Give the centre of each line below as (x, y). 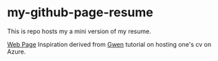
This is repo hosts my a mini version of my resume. (79, 31)
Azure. (17, 52)
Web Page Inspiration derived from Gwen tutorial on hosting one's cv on (109, 44)
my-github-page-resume (80, 13)
